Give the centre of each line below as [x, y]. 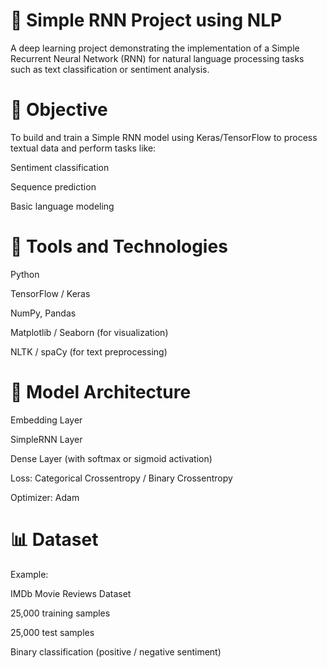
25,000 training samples [60, 613]
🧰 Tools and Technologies [119, 246]
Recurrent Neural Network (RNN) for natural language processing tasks [157, 58]
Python [25, 274]
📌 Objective [59, 110]
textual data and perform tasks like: [83, 148]
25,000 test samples [52, 632]
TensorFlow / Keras [50, 293]
